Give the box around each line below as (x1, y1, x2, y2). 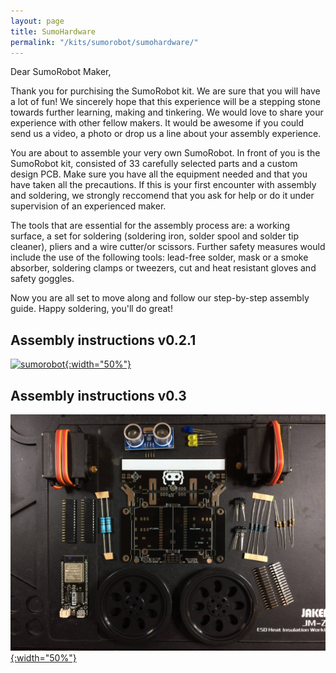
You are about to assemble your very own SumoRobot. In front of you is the (10, 147, 321, 159)
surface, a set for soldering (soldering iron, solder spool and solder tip (10, 230, 300, 242)
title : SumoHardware (10, 26, 97, 37)
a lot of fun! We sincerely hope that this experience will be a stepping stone (10, 96, 321, 108)
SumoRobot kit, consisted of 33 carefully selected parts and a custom (10, 158, 298, 170)
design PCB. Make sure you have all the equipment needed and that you (10, 168, 308, 180)
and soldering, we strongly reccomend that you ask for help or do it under (10, 190, 315, 202)
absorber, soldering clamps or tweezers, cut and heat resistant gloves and (10, 262, 317, 274)
